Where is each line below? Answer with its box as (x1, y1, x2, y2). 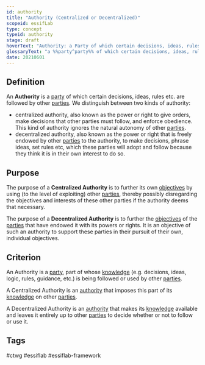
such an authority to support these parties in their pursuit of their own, (6, 228, 183, 235)
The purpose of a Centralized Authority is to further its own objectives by (6, 184, 193, 191)
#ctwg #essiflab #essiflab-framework (6, 352, 101, 359)
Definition (6, 77, 45, 87)
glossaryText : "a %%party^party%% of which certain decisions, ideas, (6, 49, 190, 55)
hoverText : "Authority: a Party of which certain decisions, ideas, (6, 43, 184, 49)
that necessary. (6, 204, 46, 211)
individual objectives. (6, 235, 60, 242)
